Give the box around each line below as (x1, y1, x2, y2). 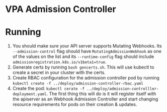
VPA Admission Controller (5, 3, 117, 15)
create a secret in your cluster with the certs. (12, 69, 106, 75)
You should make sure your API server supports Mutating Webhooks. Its (12, 43, 162, 49)
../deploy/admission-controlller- (87, 86, 159, 91)
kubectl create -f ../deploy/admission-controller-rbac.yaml (12, 81, 144, 86)
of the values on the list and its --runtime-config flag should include (12, 53, 154, 59)
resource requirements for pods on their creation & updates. (12, 101, 137, 107)
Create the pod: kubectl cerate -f (12, 85, 85, 91)
